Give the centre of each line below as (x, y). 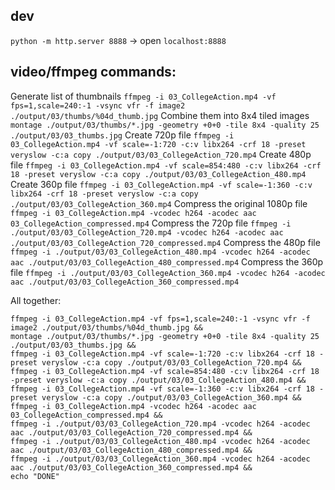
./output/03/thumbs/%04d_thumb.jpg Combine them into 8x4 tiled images (160, 115)
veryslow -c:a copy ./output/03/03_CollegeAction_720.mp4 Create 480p (161, 154)
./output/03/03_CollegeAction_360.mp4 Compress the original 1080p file (159, 203)
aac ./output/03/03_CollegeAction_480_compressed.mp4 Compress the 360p (167, 261)
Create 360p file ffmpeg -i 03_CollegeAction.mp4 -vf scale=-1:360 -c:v (161, 184)
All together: (36, 300)
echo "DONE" (35, 476)
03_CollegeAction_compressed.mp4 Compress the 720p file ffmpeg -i (151, 223)
